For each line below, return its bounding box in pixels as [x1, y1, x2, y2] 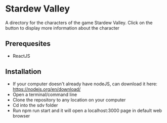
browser [12, 112, 30, 118]
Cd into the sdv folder [12, 102, 58, 108]
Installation [5, 67, 41, 76]
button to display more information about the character [5, 25, 120, 31]
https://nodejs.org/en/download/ [12, 86, 81, 92]
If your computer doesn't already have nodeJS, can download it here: [12, 81, 158, 87]
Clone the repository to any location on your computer [12, 96, 126, 103]
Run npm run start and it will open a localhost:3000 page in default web [12, 107, 162, 113]
